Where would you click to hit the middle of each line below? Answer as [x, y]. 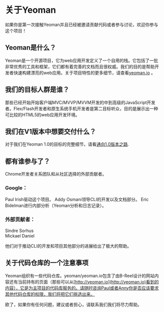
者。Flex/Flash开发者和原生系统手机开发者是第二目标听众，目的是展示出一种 [82, 108]
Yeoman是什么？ [31, 48]
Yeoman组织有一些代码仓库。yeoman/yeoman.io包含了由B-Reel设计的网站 [80, 276]
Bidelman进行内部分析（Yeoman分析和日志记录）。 [56, 206]
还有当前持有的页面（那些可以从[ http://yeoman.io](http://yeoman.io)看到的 [84, 282]
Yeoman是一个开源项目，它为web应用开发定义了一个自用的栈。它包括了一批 [82, 60]
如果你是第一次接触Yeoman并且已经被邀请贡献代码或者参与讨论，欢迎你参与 [82, 25]
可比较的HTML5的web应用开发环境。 [42, 115]
